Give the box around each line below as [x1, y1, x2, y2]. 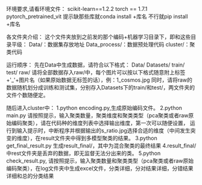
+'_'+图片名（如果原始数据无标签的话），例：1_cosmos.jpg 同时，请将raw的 [6, 76, 193, 83]
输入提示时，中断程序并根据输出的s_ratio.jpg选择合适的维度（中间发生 [16, 127, 191, 134]
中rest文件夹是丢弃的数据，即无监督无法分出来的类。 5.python [6, 150, 161, 157]
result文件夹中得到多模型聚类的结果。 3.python [40, 135, 158, 141]
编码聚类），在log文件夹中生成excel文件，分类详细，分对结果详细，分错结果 [6, 165, 194, 172]
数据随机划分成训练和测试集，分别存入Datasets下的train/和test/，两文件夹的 [6, 84, 195, 91]
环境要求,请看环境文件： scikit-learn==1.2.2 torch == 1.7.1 [6, 5, 148, 12]
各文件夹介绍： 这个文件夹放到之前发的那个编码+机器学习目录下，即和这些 [6, 33, 191, 41]
